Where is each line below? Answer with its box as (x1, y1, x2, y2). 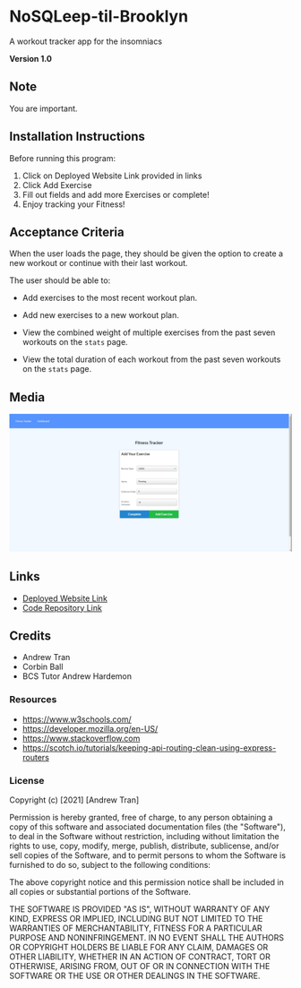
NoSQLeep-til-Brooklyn (9, 6, 189, 27)
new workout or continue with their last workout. (9, 258, 188, 269)
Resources (9, 693, 57, 706)
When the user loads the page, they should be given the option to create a (9, 248, 284, 259)
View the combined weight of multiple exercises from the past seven (21, 327, 276, 338)
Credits (9, 628, 52, 643)
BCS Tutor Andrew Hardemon (21, 671, 133, 682)
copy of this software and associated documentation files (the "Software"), (9, 821, 287, 832)
